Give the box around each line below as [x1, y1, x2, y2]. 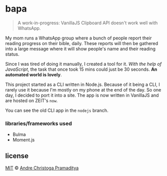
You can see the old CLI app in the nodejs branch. [5, 107, 108, 113]
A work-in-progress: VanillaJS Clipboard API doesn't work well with [17, 20, 158, 26]
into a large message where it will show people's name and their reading [5, 46, 156, 52]
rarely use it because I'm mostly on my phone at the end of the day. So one [5, 86, 161, 93]
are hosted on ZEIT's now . [5, 97, 58, 104]
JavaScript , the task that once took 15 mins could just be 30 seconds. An [5, 66, 157, 72]
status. [5, 51, 20, 57]
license [5, 151, 29, 160]
